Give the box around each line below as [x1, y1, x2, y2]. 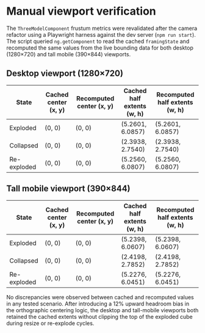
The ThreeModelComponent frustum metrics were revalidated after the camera [6, 24, 198, 32]
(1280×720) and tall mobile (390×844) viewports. [6, 50, 131, 58]
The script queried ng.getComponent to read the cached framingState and [6, 37, 190, 45]
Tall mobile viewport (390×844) [6, 184, 131, 194]
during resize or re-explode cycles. [6, 320, 95, 327]
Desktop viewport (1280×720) [6, 69, 124, 79]
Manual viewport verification [6, 4, 157, 18]
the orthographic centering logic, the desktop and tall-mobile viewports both [6, 306, 199, 313]
